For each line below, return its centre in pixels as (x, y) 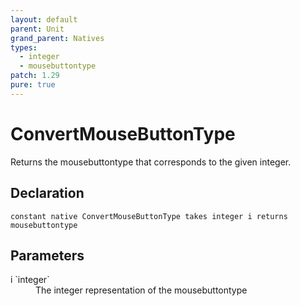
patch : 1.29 (35, 76)
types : (24, 47)
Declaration (47, 193)
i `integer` (30, 280)
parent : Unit (37, 29)
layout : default (44, 19)
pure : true (33, 85)
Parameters (47, 255)
